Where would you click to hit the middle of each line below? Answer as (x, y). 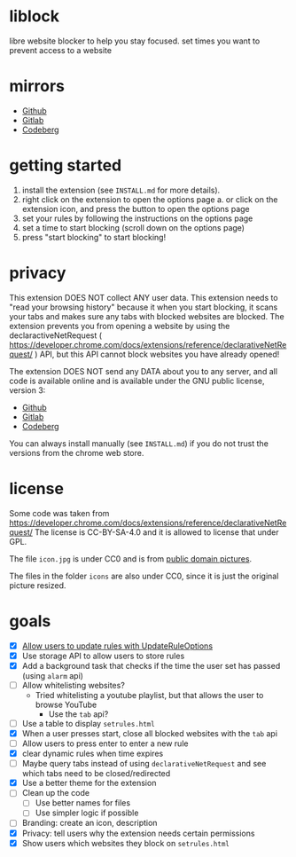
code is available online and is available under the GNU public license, (137, 381)
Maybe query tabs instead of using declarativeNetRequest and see (144, 764)
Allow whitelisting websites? (74, 685)
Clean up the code (56, 793)
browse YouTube (66, 704)
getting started (66, 165)
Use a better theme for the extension (89, 783)
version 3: (27, 390)
